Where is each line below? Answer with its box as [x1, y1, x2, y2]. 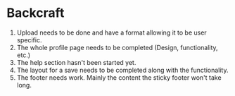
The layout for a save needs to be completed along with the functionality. [16, 66, 229, 74]
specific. [16, 35, 42, 44]
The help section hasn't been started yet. [16, 58, 136, 66]
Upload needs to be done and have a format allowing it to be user [16, 28, 207, 37]
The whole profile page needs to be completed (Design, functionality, [16, 43, 219, 52]
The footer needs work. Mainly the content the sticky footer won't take [16, 73, 222, 82]
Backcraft [6, 5, 65, 21]
